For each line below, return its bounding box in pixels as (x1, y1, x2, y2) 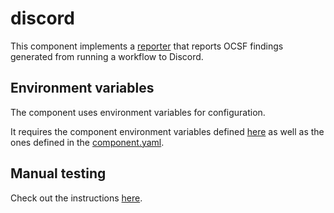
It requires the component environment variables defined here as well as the (10, 125, 325, 137)
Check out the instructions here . (10, 192, 143, 204)
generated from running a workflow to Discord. (10, 50, 204, 62)
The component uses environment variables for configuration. (10, 106, 266, 118)
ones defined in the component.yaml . (10, 136, 165, 148)
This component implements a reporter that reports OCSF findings (10, 40, 284, 52)
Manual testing (10, 165, 107, 182)
